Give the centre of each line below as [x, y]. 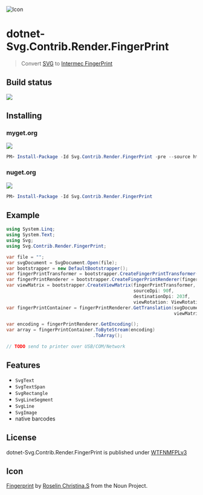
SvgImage [26, 413]
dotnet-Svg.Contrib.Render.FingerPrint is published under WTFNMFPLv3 [97, 452]
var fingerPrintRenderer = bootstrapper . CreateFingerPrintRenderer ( [94, 280]
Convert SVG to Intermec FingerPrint [67, 63]
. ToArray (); [108, 336]
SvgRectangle [31, 393]
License [21, 438]
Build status [29, 83]
